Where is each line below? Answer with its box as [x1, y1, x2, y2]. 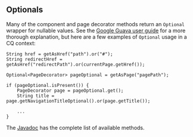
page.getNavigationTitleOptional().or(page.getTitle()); [6, 98, 151, 104]
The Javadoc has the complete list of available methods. [6, 124, 145, 131]
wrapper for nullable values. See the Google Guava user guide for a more [6, 27, 186, 34]
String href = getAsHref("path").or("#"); [6, 51, 113, 57]
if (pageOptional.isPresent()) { [6, 82, 89, 88]
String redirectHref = [6, 56, 63, 62]
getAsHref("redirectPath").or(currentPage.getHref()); [6, 61, 145, 67]
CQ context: [6, 39, 36, 46]
